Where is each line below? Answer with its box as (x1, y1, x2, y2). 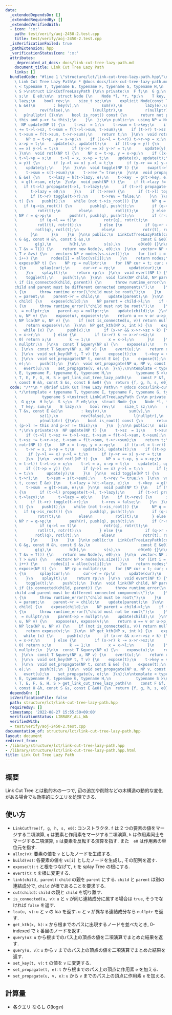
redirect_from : (5, 738, 38, 743)
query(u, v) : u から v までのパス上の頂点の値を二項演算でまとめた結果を (12, 947, 166, 953)
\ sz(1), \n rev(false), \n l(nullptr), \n (14, 413, 164, 419)
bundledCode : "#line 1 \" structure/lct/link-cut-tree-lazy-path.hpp (10, 74, 159, 80)
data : (5, 7, 17, 13)
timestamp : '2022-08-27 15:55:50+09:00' (10, 709, 97, 715)
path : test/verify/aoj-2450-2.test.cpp (14, 31, 100, 36)
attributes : (10, 55, 36, 61)
